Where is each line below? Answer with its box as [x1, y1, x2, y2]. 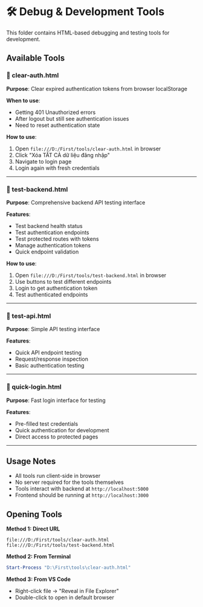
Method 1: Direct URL [6, 525, 60, 532]
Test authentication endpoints [14, 229, 89, 236]
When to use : [6, 96, 40, 104]
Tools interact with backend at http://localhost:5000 [14, 485, 149, 492]
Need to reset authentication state [14, 121, 100, 129]
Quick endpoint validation [14, 248, 79, 255]
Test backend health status [14, 222, 83, 229]
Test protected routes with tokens [14, 235, 99, 243]
